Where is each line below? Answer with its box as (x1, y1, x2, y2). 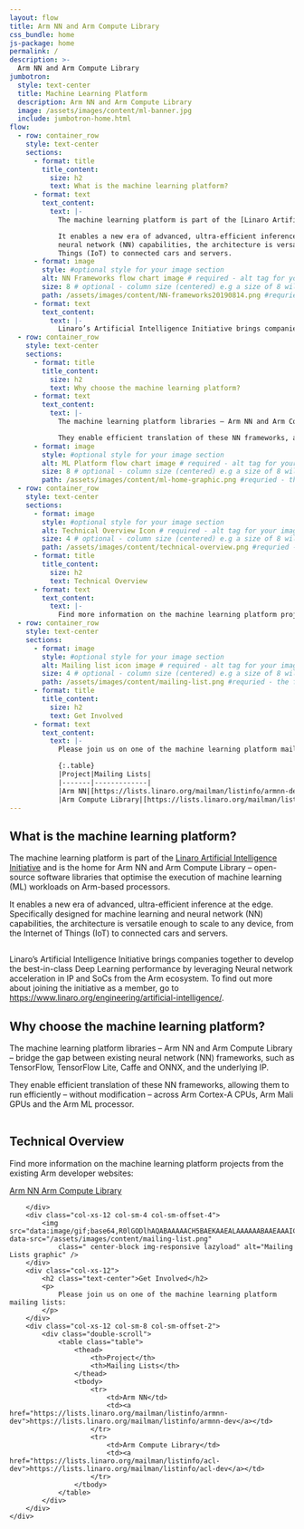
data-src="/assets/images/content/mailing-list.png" (9, 1234, 213, 1244)
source (9, 871, 36, 883)
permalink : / (9, 47, 59, 56)
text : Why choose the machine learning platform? (49, 383, 242, 392)
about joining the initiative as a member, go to (9, 983, 179, 994)
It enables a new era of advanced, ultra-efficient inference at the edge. (9, 899, 274, 910)
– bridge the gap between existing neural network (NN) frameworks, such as (9, 1053, 295, 1063)
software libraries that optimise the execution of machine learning (37, 871, 282, 883)
